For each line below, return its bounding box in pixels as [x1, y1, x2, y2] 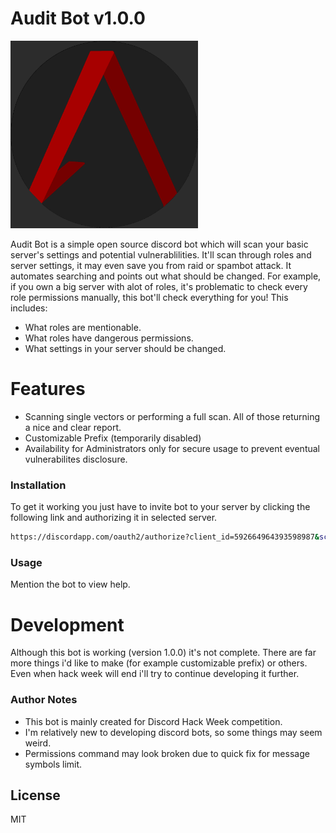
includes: [10, 302, 48, 314]
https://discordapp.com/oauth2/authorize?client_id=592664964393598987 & [10, 532, 320, 542]
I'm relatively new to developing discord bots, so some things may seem [24, 726, 323, 738]
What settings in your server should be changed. [24, 342, 227, 354]
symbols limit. [24, 758, 83, 770]
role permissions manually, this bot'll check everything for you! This [10, 291, 289, 303]
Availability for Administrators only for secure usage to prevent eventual [24, 442, 321, 454]
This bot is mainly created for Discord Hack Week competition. [24, 715, 283, 727]
